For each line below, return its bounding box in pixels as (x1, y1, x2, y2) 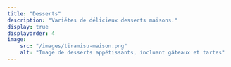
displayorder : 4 (7, 29, 55, 37)
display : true (7, 23, 49, 30)
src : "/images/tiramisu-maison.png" (20, 43, 128, 50)
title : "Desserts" (7, 10, 61, 17)
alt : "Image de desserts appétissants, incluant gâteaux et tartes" (20, 50, 225, 57)
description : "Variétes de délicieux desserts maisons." (7, 17, 178, 24)
